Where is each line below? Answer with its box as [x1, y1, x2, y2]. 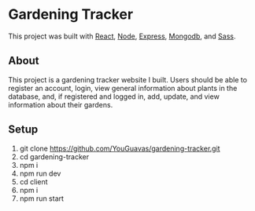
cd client [19, 176, 49, 186]
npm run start [19, 194, 65, 203]
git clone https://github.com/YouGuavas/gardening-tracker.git [19, 144, 220, 153]
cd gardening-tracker [19, 151, 89, 162]
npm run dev [19, 169, 61, 178]
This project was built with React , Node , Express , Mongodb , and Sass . [8, 31, 236, 41]
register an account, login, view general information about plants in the [8, 83, 238, 93]
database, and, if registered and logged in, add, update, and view [8, 92, 220, 101]
